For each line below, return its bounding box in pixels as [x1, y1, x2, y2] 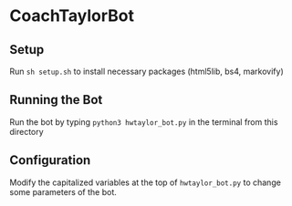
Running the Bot [9, 92, 103, 108]
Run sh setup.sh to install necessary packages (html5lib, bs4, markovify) [9, 66, 285, 77]
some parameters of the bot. [9, 186, 117, 197]
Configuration [9, 152, 91, 169]
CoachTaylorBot [9, 5, 135, 26]
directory [9, 126, 44, 137]
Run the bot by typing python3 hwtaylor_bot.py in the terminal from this [9, 116, 278, 128]
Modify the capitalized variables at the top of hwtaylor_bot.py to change [9, 177, 281, 188]
